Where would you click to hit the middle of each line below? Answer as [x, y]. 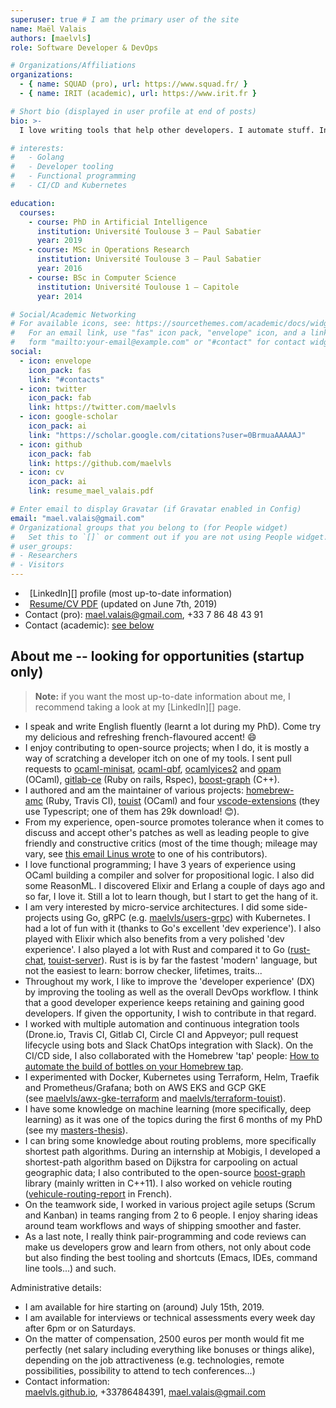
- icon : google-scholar [68, 417]
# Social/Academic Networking [73, 314]
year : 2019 [59, 241]
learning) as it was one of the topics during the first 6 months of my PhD [173, 1119]
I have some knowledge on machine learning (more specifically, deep [168, 1108]
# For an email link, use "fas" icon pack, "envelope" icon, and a [158, 333]
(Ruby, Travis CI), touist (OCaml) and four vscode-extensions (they [182, 800]
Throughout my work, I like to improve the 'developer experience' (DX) [170, 981]
